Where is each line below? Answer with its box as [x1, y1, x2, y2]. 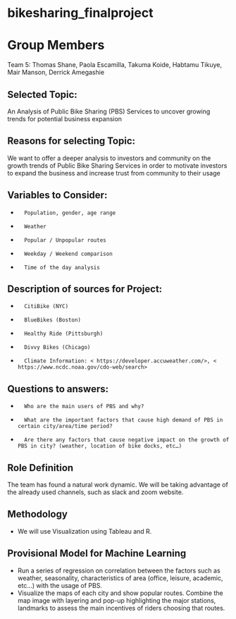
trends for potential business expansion [7, 114, 122, 123]
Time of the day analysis [24, 264, 100, 271]
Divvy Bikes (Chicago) [24, 344, 91, 351]
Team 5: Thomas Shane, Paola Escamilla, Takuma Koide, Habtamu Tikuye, [7, 61, 222, 69]
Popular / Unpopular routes [24, 236, 107, 244]
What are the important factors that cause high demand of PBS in [24, 417, 223, 424]
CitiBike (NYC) [24, 303, 69, 310]
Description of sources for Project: [7, 283, 163, 295]
